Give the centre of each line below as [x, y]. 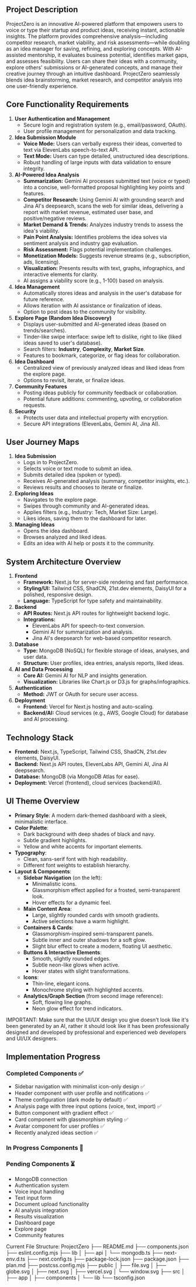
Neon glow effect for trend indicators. [77, 1008]
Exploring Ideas [34, 493]
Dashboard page [35, 1223]
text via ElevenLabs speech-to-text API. [71, 149]
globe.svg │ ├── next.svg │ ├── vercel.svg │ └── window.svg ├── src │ [96, 1271]
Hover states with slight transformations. [81, 971]
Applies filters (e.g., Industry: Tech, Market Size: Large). [90, 512]
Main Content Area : [47, 908]
